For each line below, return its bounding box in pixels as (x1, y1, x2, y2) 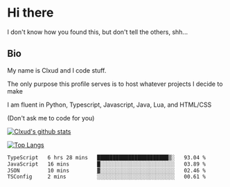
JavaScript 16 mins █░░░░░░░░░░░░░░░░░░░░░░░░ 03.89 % (7, 161, 206, 168)
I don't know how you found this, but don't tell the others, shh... (7, 28, 188, 36)
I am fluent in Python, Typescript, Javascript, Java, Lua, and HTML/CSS (7, 100, 212, 109)
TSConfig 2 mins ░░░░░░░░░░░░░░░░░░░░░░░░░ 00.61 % (7, 173, 206, 181)
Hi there (7, 5, 54, 21)
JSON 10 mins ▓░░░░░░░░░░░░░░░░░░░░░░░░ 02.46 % (7, 167, 206, 174)
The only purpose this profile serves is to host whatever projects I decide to (7, 80, 223, 88)
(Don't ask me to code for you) (7, 114, 95, 122)
